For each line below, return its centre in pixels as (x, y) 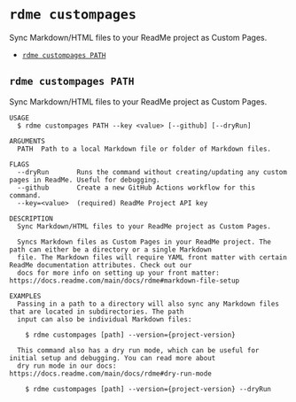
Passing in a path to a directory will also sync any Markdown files (148, 304)
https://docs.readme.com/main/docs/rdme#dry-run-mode (111, 374)
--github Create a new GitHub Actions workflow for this (136, 188)
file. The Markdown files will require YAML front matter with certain (152, 257)
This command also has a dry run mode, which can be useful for (138, 350)
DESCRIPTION (31, 219)
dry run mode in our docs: (67, 366)
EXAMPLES (25, 296)
